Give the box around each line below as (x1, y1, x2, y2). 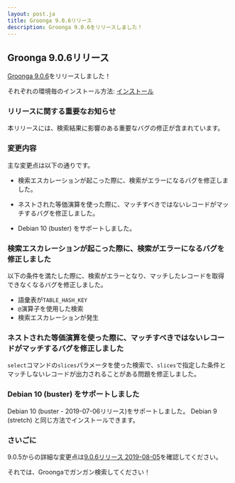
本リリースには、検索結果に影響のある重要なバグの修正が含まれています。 (7, 124, 224, 132)
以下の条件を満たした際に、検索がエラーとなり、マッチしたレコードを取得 (7, 271, 225, 281)
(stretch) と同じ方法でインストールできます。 (7, 416, 140, 424)
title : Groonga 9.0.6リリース (7, 17, 92, 24)
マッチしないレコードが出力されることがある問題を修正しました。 (7, 370, 200, 379)
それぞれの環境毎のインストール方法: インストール (7, 87, 154, 96)
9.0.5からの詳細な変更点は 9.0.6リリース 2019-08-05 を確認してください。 (7, 452, 222, 461)
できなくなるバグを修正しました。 (7, 281, 107, 289)
